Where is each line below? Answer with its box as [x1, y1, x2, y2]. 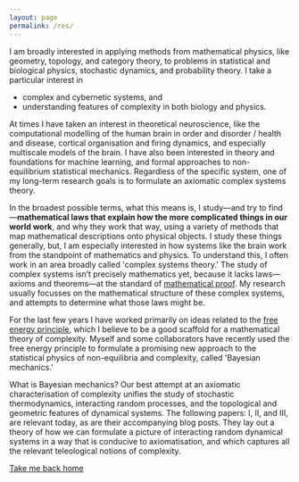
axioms [9, 278, 36, 288]
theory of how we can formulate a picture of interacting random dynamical [9, 426, 284, 437]
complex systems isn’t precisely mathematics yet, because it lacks [9, 269, 254, 279]
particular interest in [9, 74, 83, 85]
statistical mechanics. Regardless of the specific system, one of [52, 166, 287, 177]
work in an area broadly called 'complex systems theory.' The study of [9, 259, 268, 270]
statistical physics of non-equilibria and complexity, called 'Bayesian [9, 352, 261, 362]
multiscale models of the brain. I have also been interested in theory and [9, 146, 275, 157]
